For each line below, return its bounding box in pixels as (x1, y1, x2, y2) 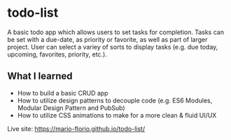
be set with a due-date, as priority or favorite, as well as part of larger (7, 35, 208, 43)
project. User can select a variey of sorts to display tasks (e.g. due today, (7, 42, 218, 51)
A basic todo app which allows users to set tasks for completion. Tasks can (7, 28, 224, 36)
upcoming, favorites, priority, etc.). (7, 50, 107, 59)
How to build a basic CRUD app (17, 88, 108, 97)
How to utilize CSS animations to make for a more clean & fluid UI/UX (17, 111, 217, 119)
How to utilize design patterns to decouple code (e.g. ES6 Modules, (17, 96, 213, 104)
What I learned (7, 70, 73, 82)
